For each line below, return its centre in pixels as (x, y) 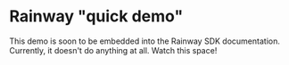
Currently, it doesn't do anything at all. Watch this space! (113, 50)
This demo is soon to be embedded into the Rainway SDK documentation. (145, 41)
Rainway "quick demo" (96, 16)
